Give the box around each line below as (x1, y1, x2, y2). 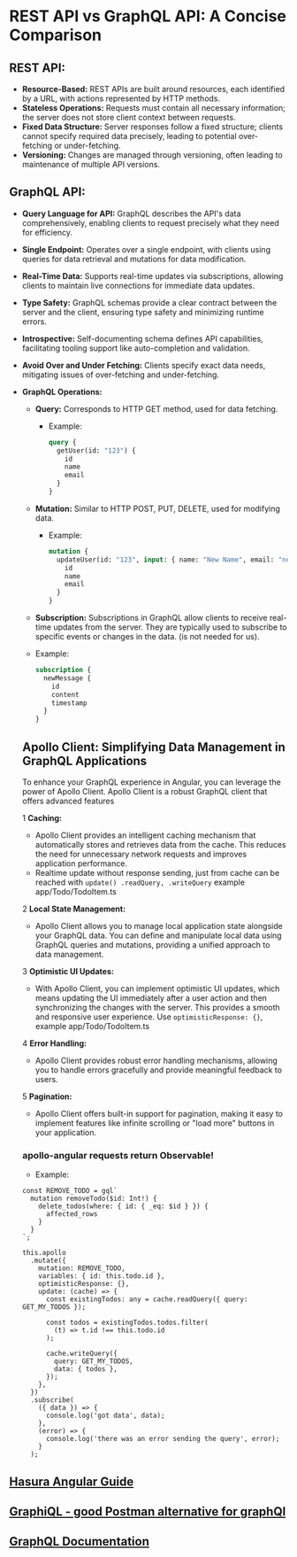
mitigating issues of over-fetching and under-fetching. (21, 369, 219, 380)
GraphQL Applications (21, 753, 148, 768)
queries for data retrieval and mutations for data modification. (21, 253, 247, 264)
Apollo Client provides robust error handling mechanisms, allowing (34, 1056, 278, 1065)
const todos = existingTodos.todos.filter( (45, 1318, 209, 1328)
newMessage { (42, 673, 91, 683)
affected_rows (45, 1210, 98, 1219)
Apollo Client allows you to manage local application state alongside (34, 921, 283, 931)
